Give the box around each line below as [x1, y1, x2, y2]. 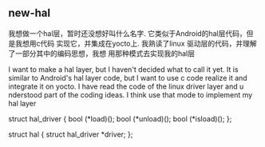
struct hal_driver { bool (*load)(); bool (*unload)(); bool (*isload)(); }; [8, 113, 232, 123]
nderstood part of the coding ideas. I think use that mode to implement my [8, 89, 253, 99]
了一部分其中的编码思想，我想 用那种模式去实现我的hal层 [8, 48, 196, 58]
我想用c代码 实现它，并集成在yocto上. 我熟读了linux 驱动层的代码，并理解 [14, 38, 257, 48]
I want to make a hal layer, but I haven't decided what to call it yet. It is [8, 64, 239, 74]
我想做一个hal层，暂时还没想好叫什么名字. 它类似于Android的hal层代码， [8, 28, 247, 38]
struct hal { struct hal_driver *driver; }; [8, 129, 133, 139]
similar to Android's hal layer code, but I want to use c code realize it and [8, 73, 247, 82]
